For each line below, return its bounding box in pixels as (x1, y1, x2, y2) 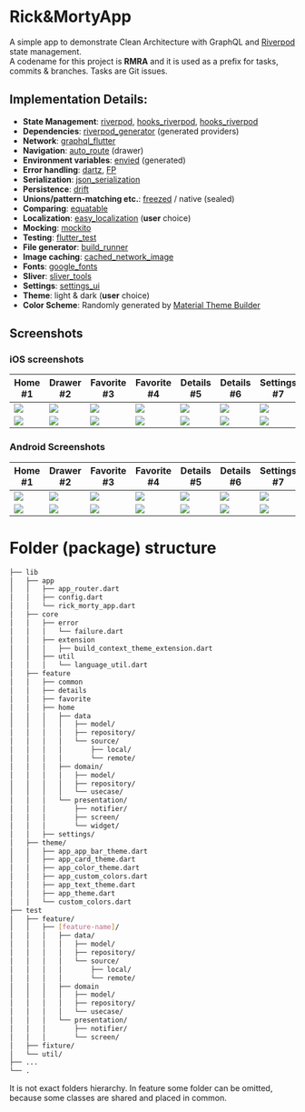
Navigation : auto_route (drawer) (22, 145, 144, 155)
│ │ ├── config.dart (9, 593, 103, 602)
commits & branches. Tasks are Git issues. (9, 65, 168, 76)
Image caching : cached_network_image (22, 251, 174, 262)
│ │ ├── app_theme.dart (9, 888, 116, 897)
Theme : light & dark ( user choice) (22, 289, 150, 301)
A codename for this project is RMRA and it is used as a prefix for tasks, (9, 55, 279, 66)
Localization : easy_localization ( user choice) (22, 212, 192, 224)
